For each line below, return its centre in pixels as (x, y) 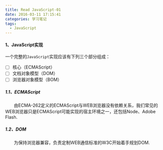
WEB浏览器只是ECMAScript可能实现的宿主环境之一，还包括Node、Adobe (81, 112)
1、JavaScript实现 (24, 45)
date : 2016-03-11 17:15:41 (33, 14)
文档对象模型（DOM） (35, 74)
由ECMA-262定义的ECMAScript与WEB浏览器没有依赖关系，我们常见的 (86, 105)
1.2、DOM (16, 129)
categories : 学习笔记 (26, 19)
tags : (11, 24)
